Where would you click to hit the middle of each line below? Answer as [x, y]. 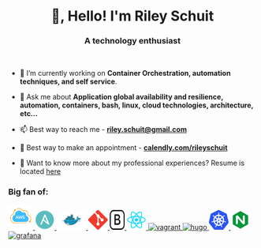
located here [40, 171]
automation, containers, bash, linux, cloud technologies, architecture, [136, 105]
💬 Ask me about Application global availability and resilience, [121, 97]
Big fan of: [28, 192]
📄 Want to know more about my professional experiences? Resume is [132, 163]
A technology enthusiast [132, 41]
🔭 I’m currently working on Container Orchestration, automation [125, 73]
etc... [28, 114]
